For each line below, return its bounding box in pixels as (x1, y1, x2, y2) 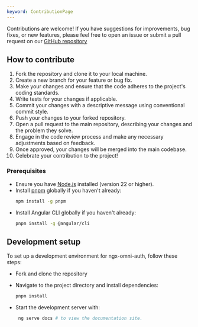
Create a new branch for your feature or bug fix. (15, 76, 132, 84)
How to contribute (7, 54, 75, 65)
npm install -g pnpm (15, 198, 66, 204)
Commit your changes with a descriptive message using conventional (15, 102, 185, 109)
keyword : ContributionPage (7, 8, 73, 15)
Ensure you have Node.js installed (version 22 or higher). (15, 180, 154, 187)
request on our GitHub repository (7, 37, 87, 44)
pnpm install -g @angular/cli (15, 220, 90, 226)
